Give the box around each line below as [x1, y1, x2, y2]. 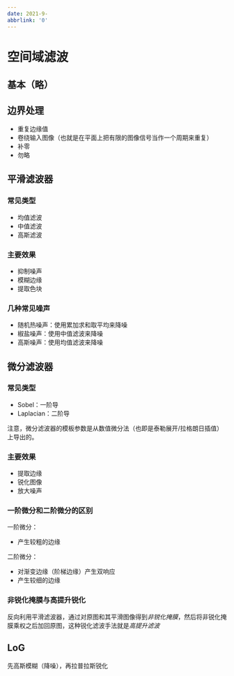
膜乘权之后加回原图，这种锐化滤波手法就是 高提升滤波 [7, 621, 160, 629]
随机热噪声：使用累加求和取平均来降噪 [17, 321, 127, 329]
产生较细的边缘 [17, 576, 61, 585]
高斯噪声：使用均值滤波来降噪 [17, 338, 103, 346]
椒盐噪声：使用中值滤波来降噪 [17, 330, 103, 338]
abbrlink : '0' [7, 17, 49, 24]
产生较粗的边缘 [17, 538, 61, 546]
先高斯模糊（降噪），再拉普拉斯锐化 [7, 661, 108, 670]
